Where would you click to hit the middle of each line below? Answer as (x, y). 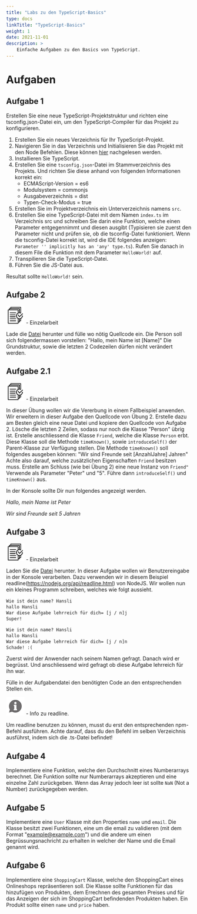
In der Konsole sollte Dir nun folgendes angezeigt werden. (76, 490)
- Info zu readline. (47, 713)
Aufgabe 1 (25, 101)
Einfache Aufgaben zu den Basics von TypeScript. (79, 50)
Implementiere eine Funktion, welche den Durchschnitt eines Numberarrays (98, 771)
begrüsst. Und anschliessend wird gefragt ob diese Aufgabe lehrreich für (95, 665)
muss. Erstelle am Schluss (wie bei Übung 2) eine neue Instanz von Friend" (98, 467)
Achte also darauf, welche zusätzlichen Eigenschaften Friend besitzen (91, 460)
